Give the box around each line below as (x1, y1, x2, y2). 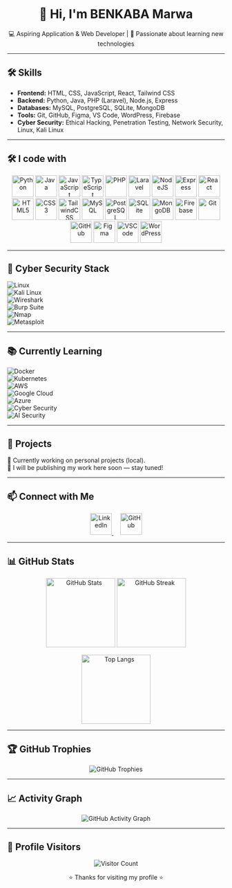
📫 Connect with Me (7, 491, 95, 502)
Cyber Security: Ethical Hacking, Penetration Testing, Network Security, (17, 118, 224, 127)
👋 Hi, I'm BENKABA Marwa (39, 6, 193, 22)
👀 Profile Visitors (7, 841, 81, 853)
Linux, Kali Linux (17, 125, 64, 134)
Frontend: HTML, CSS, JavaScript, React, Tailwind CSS (17, 89, 175, 97)
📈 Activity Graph (7, 792, 83, 804)
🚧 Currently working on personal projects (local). (7, 456, 146, 464)
